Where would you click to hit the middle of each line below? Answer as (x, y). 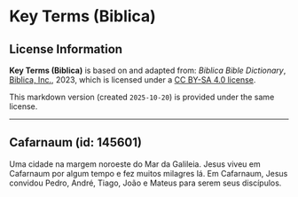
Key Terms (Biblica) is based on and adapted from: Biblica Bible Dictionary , (148, 70)
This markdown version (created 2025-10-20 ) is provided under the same (142, 97)
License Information (66, 49)
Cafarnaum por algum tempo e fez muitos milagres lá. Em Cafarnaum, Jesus (149, 173)
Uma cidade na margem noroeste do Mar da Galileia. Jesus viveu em (135, 164)
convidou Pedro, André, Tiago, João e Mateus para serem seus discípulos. (145, 183)
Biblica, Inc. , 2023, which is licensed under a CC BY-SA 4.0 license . (133, 80)
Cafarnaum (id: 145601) (75, 142)
